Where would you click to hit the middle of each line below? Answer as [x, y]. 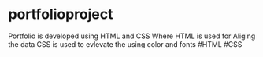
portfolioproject [61, 14]
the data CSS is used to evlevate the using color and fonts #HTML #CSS [125, 44]
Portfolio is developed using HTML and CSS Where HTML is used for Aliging [132, 36]
